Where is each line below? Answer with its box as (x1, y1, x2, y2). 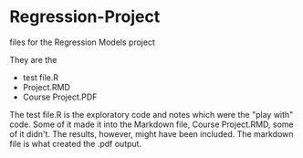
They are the (9, 54, 57, 65)
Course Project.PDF (22, 91, 98, 102)
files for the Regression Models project (9, 37, 155, 47)
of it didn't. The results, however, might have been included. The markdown (9, 128, 294, 139)
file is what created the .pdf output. (9, 138, 142, 149)
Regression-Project (9, 6, 161, 27)
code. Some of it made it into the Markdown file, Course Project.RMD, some (9, 119, 294, 130)
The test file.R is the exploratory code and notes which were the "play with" (9, 109, 294, 120)
